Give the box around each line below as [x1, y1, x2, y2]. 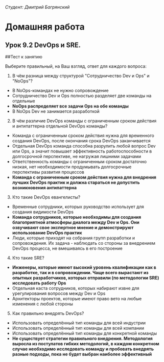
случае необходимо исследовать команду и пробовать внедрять [12, 346, 154, 352]
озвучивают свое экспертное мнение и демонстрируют [12, 225, 134, 230]
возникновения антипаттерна [12, 185, 77, 190]
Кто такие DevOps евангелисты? [12, 194, 81, 200]
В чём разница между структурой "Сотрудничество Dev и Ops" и [12, 73, 150, 78]
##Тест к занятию [5, 54, 43, 59]
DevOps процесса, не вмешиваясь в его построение [12, 245, 123, 251]
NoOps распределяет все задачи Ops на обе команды [12, 103, 129, 109]
